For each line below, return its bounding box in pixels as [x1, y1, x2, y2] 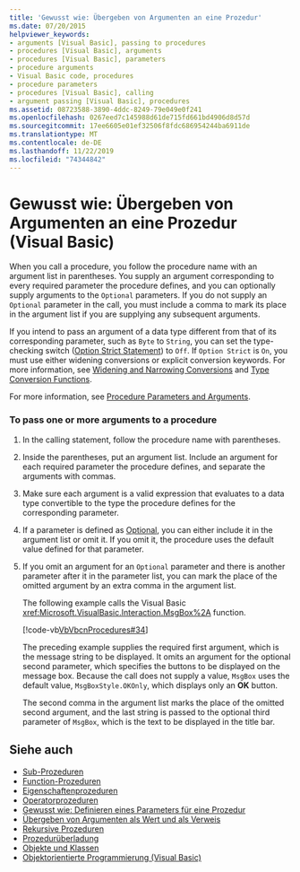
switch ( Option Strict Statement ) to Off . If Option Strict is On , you [45, 345, 288, 356]
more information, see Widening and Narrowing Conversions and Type [9, 364, 270, 375]
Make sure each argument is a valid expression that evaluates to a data [21, 488, 285, 499]
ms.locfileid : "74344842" [9, 154, 106, 164]
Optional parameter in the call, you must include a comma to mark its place [9, 300, 287, 310]
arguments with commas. [21, 470, 116, 481]
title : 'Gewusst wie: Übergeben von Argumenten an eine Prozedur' [9, 13, 262, 22]
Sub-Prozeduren [21, 766, 84, 777]
